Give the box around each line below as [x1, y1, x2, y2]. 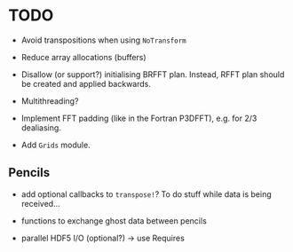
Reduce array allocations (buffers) [20, 51, 147, 62]
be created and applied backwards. [20, 78, 152, 89]
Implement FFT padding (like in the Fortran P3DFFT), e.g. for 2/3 [20, 113, 257, 123]
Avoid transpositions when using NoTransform [20, 35, 187, 45]
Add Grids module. [20, 139, 91, 150]
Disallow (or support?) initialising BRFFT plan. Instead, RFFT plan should [20, 68, 285, 80]
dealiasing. [20, 122, 61, 133]
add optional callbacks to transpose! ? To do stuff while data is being [20, 188, 272, 200]
